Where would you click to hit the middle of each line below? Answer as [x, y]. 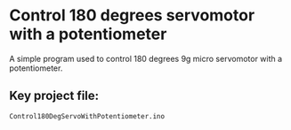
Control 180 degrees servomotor [132, 15]
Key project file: [54, 96]
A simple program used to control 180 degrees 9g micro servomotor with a [146, 58]
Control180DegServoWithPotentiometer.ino [87, 116]
